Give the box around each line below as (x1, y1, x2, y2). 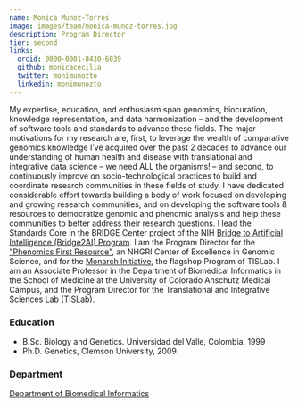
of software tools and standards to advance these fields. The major (9, 122, 256, 134)
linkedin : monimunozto (17, 79, 102, 88)
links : (9, 46, 34, 55)
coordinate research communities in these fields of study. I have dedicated (9, 179, 284, 190)
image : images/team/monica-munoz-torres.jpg (9, 21, 178, 30)
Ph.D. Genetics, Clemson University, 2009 (21, 345, 177, 356)
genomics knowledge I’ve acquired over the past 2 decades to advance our (9, 142, 287, 153)
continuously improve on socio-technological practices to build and (9, 170, 257, 181)
